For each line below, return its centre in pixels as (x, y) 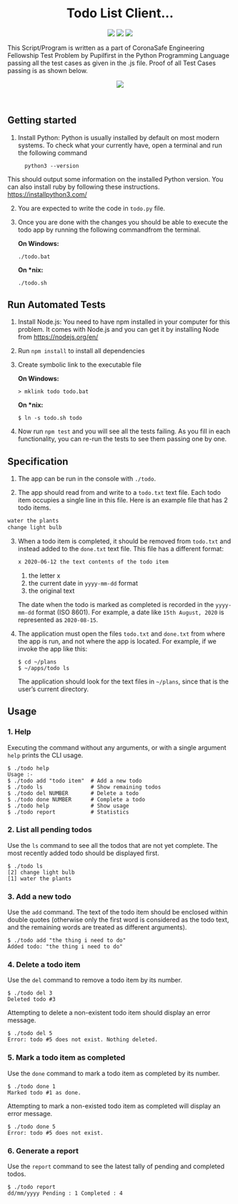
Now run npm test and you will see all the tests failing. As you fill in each (124, 431)
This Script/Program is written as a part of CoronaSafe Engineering (106, 48)
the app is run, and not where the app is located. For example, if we (117, 641)
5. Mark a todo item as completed (66, 1057)
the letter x (44, 576)
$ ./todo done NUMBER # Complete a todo (76, 799)
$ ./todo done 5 (31, 1126)
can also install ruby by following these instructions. (84, 187)
